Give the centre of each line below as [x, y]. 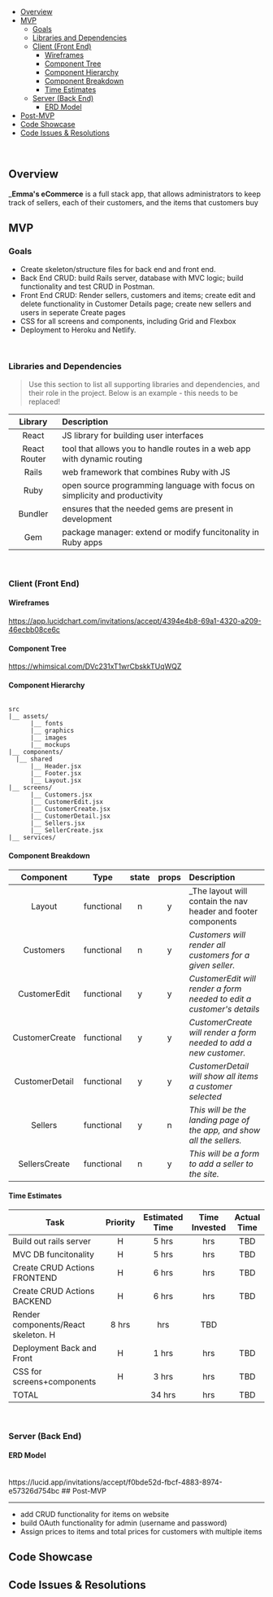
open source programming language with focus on [158, 485]
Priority [120, 1222]
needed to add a [220, 1042]
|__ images [48, 738]
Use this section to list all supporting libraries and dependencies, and [144, 384]
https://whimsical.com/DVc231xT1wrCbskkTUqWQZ [95, 666]
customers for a [219, 954]
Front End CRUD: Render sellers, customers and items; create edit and [138, 295]
